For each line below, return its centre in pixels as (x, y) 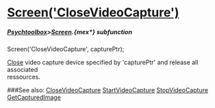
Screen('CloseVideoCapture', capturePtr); (66, 49)
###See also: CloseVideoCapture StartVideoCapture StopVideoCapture (108, 90)
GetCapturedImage (34, 98)
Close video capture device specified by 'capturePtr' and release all (103, 62)
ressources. (24, 77)
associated (23, 70)
